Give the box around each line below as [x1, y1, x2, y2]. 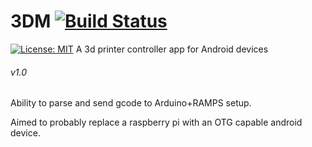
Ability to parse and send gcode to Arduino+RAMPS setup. [10, 97, 252, 109]
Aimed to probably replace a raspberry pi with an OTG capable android [10, 116, 303, 129]
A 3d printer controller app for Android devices [75, 43, 269, 55]
